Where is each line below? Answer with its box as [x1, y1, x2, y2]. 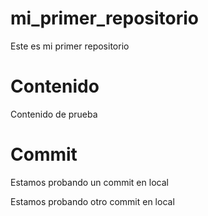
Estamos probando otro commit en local [10, 195, 175, 207]
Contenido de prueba [10, 108, 98, 120]
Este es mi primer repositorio [10, 40, 130, 52]
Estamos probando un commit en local [10, 176, 169, 188]
